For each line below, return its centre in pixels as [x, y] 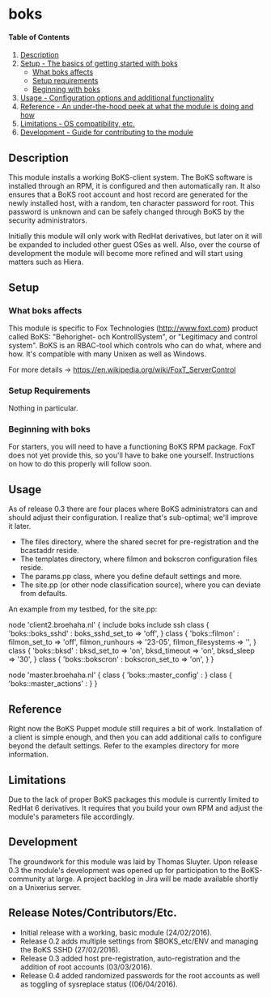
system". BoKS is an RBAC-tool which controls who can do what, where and [135, 345]
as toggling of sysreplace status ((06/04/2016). [99, 984]
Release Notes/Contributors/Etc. [93, 913]
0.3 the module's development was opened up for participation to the [124, 870]
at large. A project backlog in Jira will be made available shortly [153, 879]
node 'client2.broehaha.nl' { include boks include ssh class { [109, 625]
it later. [20, 526]
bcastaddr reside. [49, 551]
